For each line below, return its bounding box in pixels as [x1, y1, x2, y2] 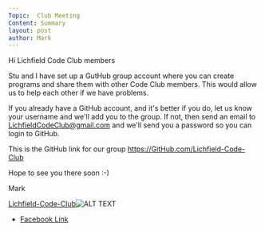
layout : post [8, 26, 52, 34]
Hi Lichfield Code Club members [8, 56, 116, 65]
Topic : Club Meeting [8, 11, 81, 20]
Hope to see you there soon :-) [8, 168, 110, 178]
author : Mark [8, 33, 52, 42]
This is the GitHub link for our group [8, 144, 126, 154]
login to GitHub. [8, 129, 60, 139]
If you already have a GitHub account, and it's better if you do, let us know [8, 104, 253, 113]
